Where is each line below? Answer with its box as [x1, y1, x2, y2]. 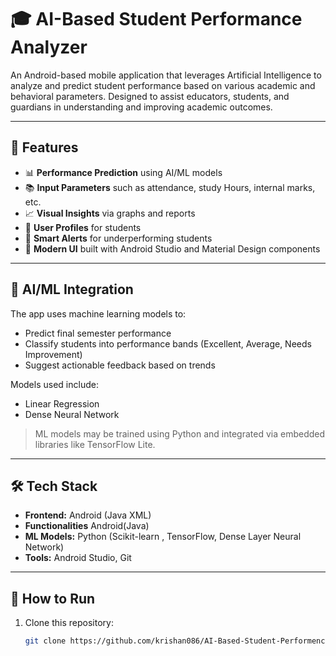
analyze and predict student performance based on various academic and [10, 79, 316, 91]
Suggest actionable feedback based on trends [24, 359, 216, 371]
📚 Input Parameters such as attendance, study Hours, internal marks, [24, 181, 316, 193]
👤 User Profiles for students [24, 221, 142, 233]
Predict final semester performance [24, 327, 172, 339]
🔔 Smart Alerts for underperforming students [24, 232, 213, 244]
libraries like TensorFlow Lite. [34, 438, 156, 450]
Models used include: [10, 378, 99, 390]
